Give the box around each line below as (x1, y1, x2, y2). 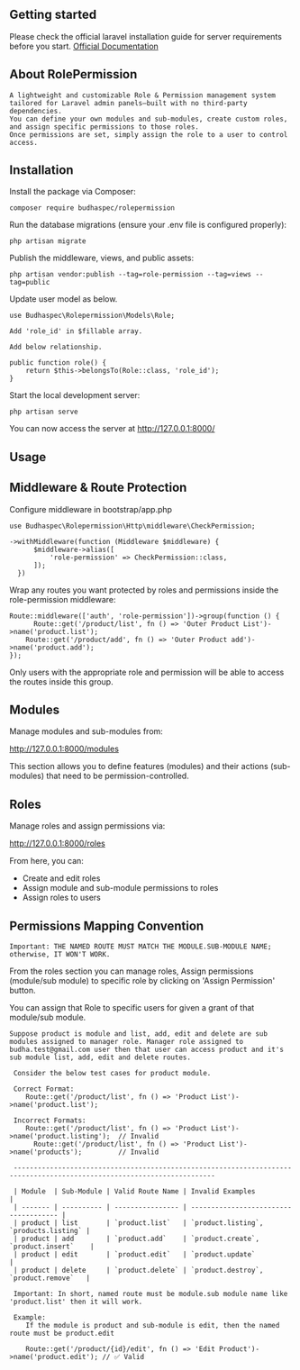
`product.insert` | (9, 1242, 95, 1251)
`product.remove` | (9, 1274, 91, 1283)
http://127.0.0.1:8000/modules (9, 743, 120, 755)
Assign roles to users (22, 892, 101, 903)
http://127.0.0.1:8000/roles (9, 838, 105, 849)
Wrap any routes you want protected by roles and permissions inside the (9, 585, 279, 595)
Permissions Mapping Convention (9, 918, 205, 933)
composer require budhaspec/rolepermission (9, 204, 176, 213)
